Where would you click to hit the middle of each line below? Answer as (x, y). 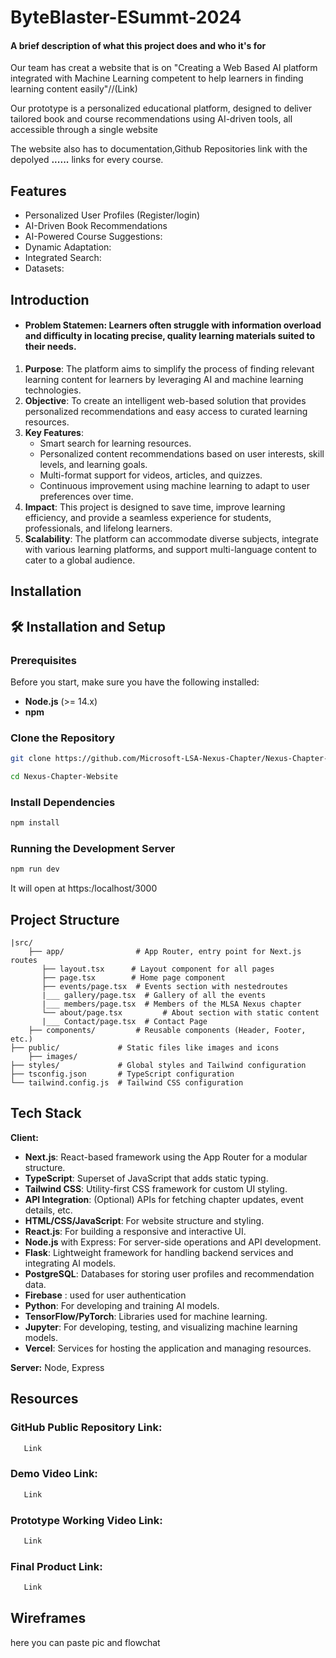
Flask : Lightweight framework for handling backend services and (159, 1252)
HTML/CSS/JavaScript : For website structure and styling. (144, 1220)
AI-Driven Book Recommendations (96, 226)
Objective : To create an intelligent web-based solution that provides (165, 400)
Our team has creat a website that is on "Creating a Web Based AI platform (164, 68)
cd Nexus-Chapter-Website (64, 777)
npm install (35, 823)
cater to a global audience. (80, 560)
